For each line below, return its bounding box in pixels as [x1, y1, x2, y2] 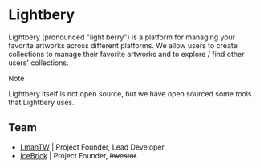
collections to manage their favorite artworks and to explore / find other [8, 49, 245, 59]
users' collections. [8, 58, 70, 68]
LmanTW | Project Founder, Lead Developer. [19, 142, 166, 152]
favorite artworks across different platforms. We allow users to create [8, 40, 238, 50]
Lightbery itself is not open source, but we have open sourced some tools [8, 88, 252, 98]
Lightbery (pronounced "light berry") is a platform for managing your [8, 32, 235, 42]
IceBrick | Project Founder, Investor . [19, 150, 139, 160]
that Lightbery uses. [8, 97, 75, 107]
